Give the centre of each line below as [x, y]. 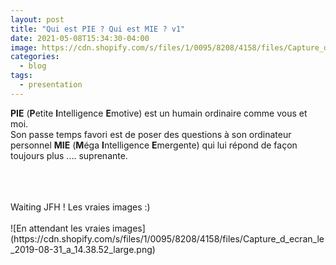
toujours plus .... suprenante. [69, 155]
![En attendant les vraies [60, 228]
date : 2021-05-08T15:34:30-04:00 [80, 38]
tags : [21, 76]
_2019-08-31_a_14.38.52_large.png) [83, 249]
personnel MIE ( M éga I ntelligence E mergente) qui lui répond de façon [154, 145]
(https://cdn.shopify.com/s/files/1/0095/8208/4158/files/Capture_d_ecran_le [167, 238]
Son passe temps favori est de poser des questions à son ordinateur [151, 134]
